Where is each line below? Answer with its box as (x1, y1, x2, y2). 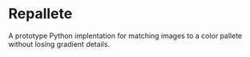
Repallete (8, 5, 73, 23)
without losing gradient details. (8, 39, 111, 48)
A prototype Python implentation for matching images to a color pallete (8, 31, 243, 40)
